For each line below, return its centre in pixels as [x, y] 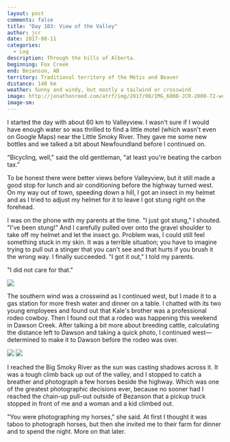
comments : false [30, 20]
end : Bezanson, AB [33, 71]
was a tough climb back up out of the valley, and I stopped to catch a [104, 374]
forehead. [21, 207]
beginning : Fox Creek [38, 64]
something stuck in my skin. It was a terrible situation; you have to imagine [112, 242]
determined [23, 339]
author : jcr [24, 33]
